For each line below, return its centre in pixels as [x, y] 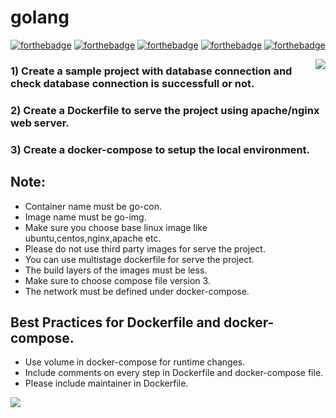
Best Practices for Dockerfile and [116, 322]
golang [40, 17]
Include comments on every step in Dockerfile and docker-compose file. [174, 373]
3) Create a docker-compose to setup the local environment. [160, 149]
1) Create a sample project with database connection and [151, 71]
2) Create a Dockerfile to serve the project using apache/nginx [165, 110]
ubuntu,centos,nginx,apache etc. [93, 238]
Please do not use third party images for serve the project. [145, 248]
